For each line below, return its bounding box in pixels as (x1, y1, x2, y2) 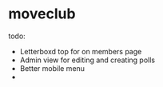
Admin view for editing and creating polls (19, 55, 156, 65)
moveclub (8, 5, 76, 23)
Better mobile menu (19, 63, 85, 73)
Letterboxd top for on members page (19, 46, 142, 56)
